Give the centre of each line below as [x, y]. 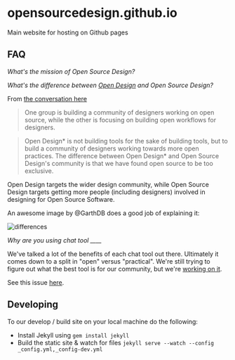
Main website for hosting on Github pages [68, 32]
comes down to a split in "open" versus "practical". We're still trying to [109, 261]
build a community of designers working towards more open [112, 148]
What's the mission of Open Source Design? [71, 71]
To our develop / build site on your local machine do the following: [103, 321]
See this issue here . [36, 282]
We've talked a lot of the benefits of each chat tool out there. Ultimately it [113, 254]
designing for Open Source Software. [61, 199]
